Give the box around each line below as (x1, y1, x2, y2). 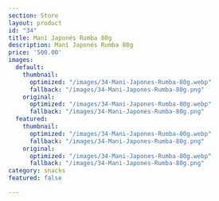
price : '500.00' (8, 48, 62, 56)
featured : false (8, 174, 62, 183)
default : (15, 64, 45, 72)
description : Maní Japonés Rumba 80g (8, 41, 134, 49)
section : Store (8, 11, 59, 20)
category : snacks (8, 167, 66, 175)
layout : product (8, 19, 62, 27)
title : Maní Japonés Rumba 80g (8, 33, 112, 42)
